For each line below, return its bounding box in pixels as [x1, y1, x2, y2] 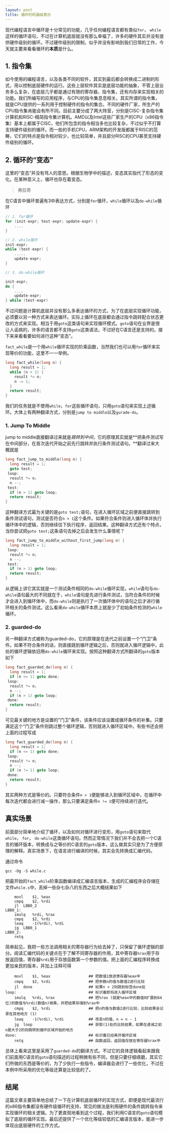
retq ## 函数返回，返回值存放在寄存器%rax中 [14, 1038, 161, 1043]
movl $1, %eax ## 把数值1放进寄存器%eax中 [14, 974, 141, 979]
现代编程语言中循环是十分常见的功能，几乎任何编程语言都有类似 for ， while [5, 26, 161, 33]
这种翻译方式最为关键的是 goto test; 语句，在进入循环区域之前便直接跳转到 [5, 509, 160, 515]
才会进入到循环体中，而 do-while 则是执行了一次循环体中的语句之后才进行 [5, 598, 156, 604]
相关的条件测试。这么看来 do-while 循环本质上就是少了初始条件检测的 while [9, 605, 162, 611]
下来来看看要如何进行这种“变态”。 [5, 333, 75, 339]
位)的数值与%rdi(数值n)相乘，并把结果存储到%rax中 [5, 1001, 100, 1006]
